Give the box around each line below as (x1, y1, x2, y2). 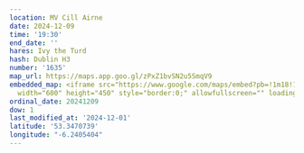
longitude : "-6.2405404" (9, 130, 103, 139)
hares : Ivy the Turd (9, 47, 88, 56)
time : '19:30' (9, 30, 63, 39)
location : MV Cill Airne (9, 13, 103, 22)
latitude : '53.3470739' (9, 122, 100, 131)
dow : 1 (9, 105, 34, 114)
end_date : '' (9, 38, 59, 48)
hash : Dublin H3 (9, 55, 71, 64)
